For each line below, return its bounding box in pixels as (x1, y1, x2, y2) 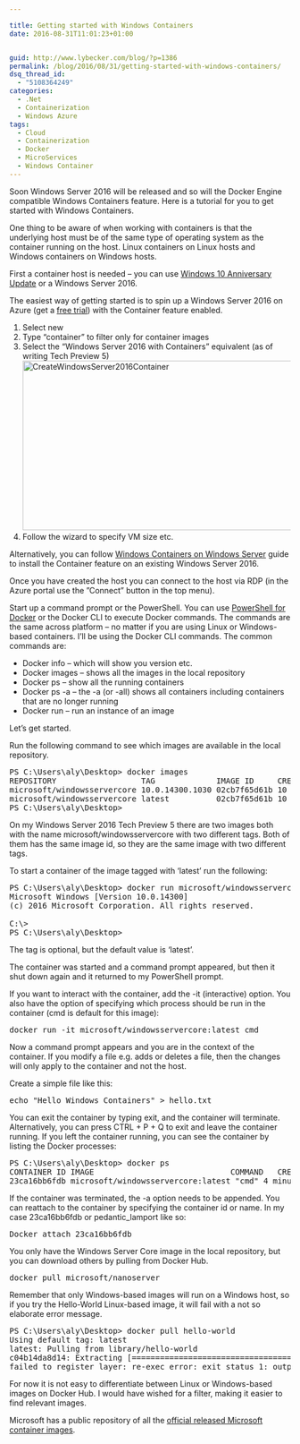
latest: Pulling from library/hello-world (9, 1344, 198, 1354)
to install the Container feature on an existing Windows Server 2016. (9, 558, 259, 568)
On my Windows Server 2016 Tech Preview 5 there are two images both (9, 819, 274, 830)
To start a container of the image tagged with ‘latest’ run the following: (9, 865, 268, 876)
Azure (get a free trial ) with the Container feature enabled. (9, 304, 223, 315)
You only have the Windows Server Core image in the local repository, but (9, 1245, 281, 1256)
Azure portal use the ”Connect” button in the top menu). (9, 585, 215, 595)
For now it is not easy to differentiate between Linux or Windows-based (9, 1378, 272, 1388)
